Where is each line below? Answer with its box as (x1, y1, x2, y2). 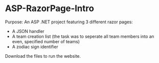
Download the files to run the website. (5, 53, 81, 59)
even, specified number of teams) (12, 38, 80, 44)
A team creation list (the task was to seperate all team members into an (12, 33, 154, 39)
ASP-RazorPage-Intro (5, 3, 95, 14)
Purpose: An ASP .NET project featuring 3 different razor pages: (5, 19, 133, 25)
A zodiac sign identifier (12, 44, 59, 49)
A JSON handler (12, 28, 45, 34)
